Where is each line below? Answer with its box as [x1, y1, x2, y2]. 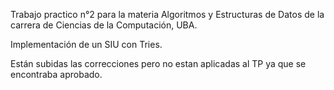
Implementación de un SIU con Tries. [10, 39, 163, 50]
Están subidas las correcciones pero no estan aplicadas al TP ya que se [10, 58, 307, 69]
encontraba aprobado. [10, 69, 103, 80]
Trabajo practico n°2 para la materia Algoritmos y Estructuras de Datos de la [10, 9, 325, 20]
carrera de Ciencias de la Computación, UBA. [10, 19, 198, 31]
